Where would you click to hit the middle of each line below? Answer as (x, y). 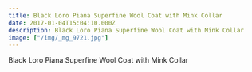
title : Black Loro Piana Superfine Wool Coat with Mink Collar (116, 15)
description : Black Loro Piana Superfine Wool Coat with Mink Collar (126, 30)
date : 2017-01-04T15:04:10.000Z (62, 23)
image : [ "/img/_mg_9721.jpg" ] (59, 38)
